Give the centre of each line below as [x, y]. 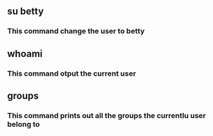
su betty [25, 11]
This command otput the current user [72, 74]
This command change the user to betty [76, 31]
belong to [24, 124]
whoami [25, 54]
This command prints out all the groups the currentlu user [106, 115]
